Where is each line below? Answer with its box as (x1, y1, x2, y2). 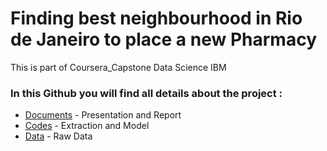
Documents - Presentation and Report (24, 109, 182, 121)
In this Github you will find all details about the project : (10, 86, 283, 100)
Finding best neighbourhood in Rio (10, 7, 303, 30)
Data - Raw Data (24, 130, 93, 142)
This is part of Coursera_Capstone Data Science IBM (10, 61, 227, 73)
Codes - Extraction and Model (24, 120, 150, 132)
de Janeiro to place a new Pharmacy (10, 28, 317, 51)
